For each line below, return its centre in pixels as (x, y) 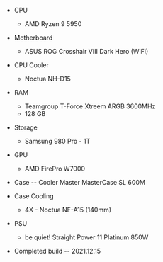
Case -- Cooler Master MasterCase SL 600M (79, 182)
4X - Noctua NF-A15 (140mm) (68, 210)
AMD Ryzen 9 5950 (53, 24)
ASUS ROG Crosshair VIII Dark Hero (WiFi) (86, 51)
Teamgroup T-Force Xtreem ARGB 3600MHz (90, 106)
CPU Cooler (32, 65)
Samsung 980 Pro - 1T (57, 141)
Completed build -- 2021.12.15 (57, 251)
